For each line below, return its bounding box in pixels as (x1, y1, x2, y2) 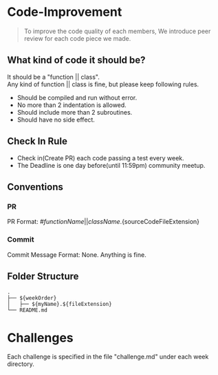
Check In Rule (7, 135, 67, 147)
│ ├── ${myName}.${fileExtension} (7, 301, 112, 308)
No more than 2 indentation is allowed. (17, 101, 127, 109)
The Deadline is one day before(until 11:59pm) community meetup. (17, 161, 206, 169)
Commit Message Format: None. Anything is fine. (7, 250, 146, 259)
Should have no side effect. (17, 115, 95, 124)
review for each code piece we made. (23, 34, 131, 42)
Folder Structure (7, 270, 79, 282)
